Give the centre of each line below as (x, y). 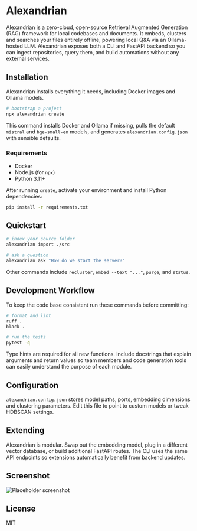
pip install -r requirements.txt (47, 207)
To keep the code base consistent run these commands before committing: (97, 305)
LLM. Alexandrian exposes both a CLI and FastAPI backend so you (105, 46)
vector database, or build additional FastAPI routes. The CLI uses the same (97, 451)
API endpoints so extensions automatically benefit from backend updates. (96, 457)
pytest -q (18, 343)
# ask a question (27, 255)
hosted (15, 46)
